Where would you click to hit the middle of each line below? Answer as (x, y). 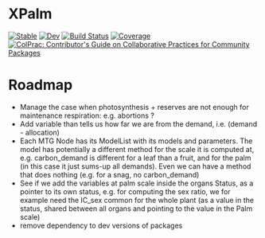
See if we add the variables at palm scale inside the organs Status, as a (136, 183)
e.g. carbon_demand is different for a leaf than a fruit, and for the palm (135, 158)
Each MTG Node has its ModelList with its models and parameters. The (136, 141)
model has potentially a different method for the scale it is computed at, (137, 149)
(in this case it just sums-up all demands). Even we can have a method (135, 166)
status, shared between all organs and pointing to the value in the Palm (136, 209)
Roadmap (41, 85)
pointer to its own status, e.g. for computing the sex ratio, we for (125, 191)
